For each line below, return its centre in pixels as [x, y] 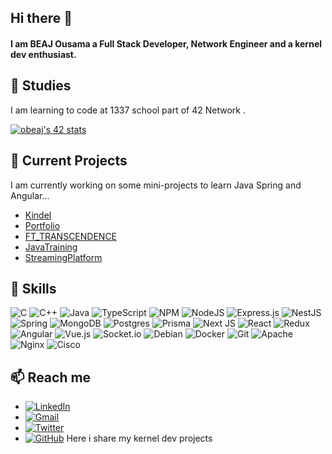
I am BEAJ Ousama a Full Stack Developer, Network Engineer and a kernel [166, 43]
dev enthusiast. [43, 54]
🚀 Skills [33, 289]
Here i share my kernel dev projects [139, 438]
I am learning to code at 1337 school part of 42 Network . [128, 110]
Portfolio [42, 225]
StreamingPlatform [63, 257]
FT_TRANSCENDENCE [71, 236]
